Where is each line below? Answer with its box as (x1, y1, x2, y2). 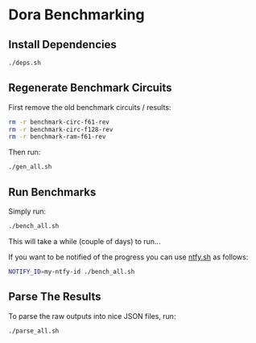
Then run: (8, 147, 41, 157)
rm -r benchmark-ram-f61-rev (8, 133, 106, 141)
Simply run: (8, 206, 47, 216)
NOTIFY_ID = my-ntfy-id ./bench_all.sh (8, 267, 135, 276)
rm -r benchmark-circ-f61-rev (8, 118, 110, 126)
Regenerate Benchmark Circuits (8, 81, 172, 95)
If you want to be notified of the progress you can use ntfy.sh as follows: (8, 251, 249, 262)
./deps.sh (8, 59, 42, 67)
